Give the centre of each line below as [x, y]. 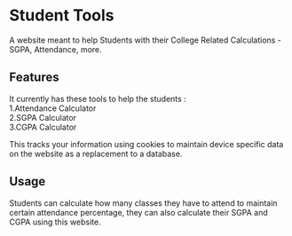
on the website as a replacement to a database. [96, 153]
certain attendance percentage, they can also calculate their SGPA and [138, 212]
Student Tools [62, 16]
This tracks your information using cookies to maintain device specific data [146, 144]
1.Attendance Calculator [53, 108]
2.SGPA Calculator [43, 117]
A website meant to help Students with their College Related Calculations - [146, 40]
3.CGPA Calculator [43, 127]
